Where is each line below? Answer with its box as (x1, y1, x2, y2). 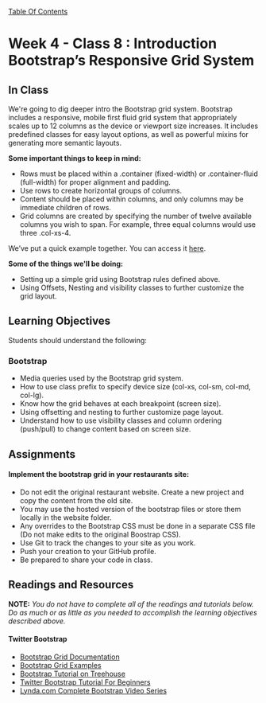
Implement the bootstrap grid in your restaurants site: (8, 470, 189, 479)
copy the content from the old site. (19, 495, 133, 505)
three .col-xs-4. (19, 228, 71, 237)
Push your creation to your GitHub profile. (19, 546, 156, 556)
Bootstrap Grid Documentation (19, 652, 121, 662)
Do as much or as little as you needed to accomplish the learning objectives (8, 607, 258, 617)
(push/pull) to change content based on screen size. (19, 424, 191, 434)
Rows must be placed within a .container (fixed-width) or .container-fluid (19, 169, 258, 178)
